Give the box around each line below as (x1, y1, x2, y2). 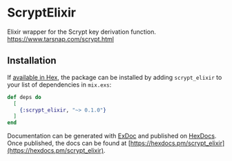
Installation (7, 55, 57, 67)
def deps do (7, 94, 41, 100)
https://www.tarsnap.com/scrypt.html (7, 34, 114, 43)
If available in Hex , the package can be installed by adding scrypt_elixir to (7, 73, 222, 81)
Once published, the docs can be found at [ (7, 139, 131, 147)
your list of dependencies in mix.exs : (7, 80, 112, 89)
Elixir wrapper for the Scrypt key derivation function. (7, 28, 157, 36)
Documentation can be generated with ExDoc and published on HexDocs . (7, 132, 217, 140)
